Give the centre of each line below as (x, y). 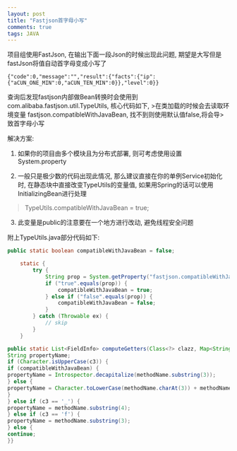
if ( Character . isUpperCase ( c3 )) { (58, 362)
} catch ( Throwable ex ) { (71, 316)
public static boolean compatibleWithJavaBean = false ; (91, 251)
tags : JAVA (23, 34)
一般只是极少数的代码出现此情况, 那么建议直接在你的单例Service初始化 (120, 176)
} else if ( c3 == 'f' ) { (44, 414)
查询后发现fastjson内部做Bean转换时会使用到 (73, 97)
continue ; (22, 434)
